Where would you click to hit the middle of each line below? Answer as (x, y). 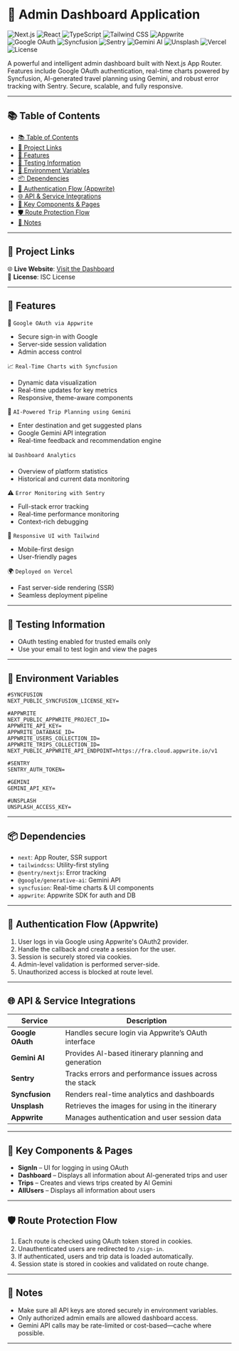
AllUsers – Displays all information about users (86, 1191)
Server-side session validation (62, 345)
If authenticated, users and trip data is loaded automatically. (106, 1256)
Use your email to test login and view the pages (87, 649)
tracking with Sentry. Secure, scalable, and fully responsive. (95, 86)
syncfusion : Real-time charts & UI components (86, 887)
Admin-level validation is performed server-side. (89, 964)
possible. (31, 1332)
